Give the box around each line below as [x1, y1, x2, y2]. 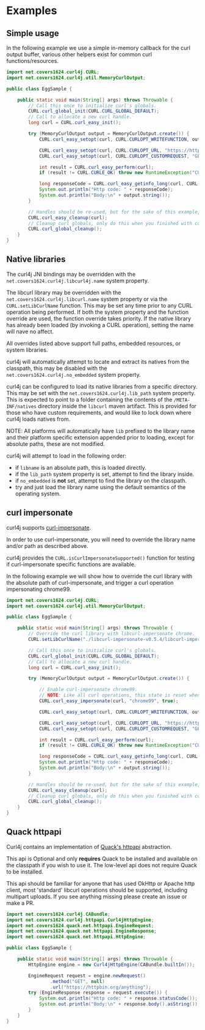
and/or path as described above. [6, 542, 88, 549]
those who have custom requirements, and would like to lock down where [6, 409, 192, 416]
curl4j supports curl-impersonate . [6, 524, 92, 531]
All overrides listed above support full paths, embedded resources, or [6, 339, 181, 347]
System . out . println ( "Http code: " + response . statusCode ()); [38, 995, 198, 1002]
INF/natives [6, 403, 37, 410]
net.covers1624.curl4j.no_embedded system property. [6, 371, 142, 378]
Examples [6, 4, 57, 18]
